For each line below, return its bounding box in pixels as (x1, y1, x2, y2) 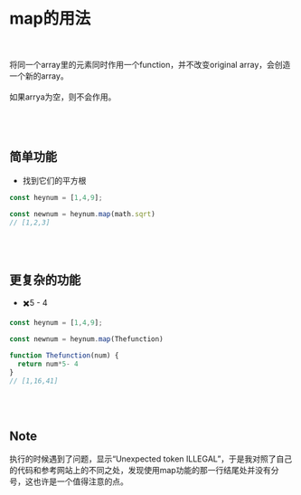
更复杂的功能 (9, 272, 81, 288)
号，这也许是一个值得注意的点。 (9, 476, 128, 487)
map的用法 (9, 8, 91, 29)
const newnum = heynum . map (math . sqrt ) (9, 209, 155, 218)
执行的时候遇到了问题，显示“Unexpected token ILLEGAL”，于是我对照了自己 (9, 453, 293, 464)
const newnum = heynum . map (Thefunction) (9, 335, 165, 344)
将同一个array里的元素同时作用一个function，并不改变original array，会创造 (9, 59, 291, 70)
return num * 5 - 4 (17, 359, 79, 368)
